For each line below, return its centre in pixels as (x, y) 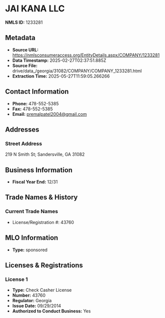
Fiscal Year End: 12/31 (35, 182)
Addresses (22, 129)
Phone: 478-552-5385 (36, 103)
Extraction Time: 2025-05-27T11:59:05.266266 (61, 76)
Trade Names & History (41, 198)
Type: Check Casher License (42, 290)
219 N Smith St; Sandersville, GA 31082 (45, 154)
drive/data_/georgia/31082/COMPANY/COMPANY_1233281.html (77, 71)
